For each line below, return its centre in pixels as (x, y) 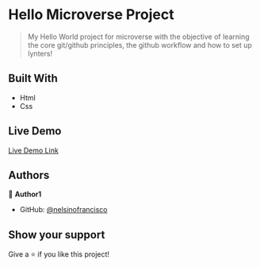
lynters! (40, 53)
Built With (33, 78)
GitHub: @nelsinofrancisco (64, 210)
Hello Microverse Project (91, 15)
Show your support (57, 235)
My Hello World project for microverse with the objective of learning (138, 37)
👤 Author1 (25, 194)
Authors (29, 175)
